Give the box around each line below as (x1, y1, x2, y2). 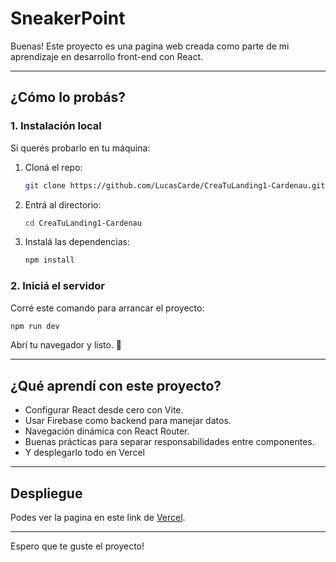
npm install (24, 255, 75, 266)
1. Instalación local (10, 119, 102, 133)
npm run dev (10, 321, 60, 331)
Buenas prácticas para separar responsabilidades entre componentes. (24, 436, 315, 448)
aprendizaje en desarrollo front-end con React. (10, 50, 204, 62)
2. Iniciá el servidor (10, 279, 105, 293)
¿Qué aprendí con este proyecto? (10, 377, 222, 394)
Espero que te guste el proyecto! (10, 540, 145, 552)
